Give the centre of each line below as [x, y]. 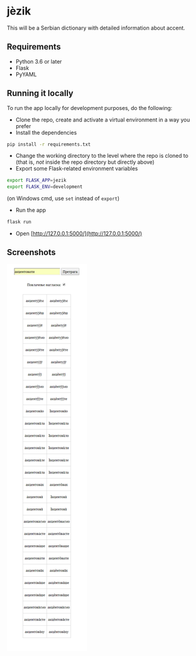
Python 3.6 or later [39, 61]
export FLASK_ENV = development [45, 187]
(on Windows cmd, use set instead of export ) [63, 198]
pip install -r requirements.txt [49, 144]
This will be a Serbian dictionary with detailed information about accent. [96, 28]
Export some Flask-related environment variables [77, 169]
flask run [19, 222]
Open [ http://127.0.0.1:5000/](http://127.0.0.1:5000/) [79, 233]
